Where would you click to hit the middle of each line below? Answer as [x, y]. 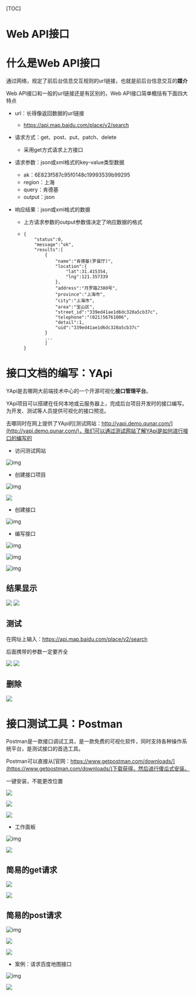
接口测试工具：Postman [64, 724]
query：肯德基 [41, 190]
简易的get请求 [32, 870]
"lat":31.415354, [87, 272]
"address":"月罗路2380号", [86, 289]
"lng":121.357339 [87, 277]
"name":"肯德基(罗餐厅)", [84, 261]
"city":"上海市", [75, 301]
